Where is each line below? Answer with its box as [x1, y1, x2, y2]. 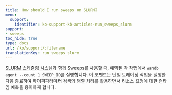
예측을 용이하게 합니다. [10, 84, 56, 90]
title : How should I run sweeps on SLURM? [5, 7, 98, 13]
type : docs [5, 41, 29, 46]
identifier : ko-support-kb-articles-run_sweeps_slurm [14, 21, 132, 27]
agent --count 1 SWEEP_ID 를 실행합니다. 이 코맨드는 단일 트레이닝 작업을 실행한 [5, 71, 166, 77]
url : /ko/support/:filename [5, 45, 66, 51]
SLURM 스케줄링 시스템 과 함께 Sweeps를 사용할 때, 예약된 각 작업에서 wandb [5, 65, 159, 71]
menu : [5, 12, 17, 17]
